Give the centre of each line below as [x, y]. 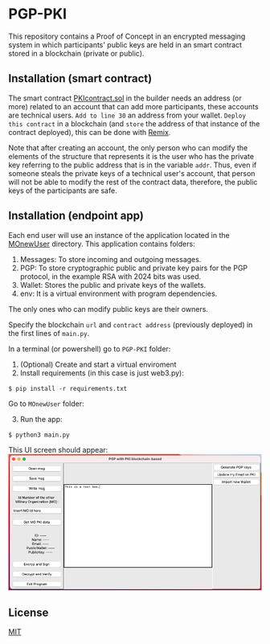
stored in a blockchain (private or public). [76, 53]
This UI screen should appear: [58, 449]
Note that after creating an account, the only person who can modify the [128, 148]
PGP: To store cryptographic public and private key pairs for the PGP [134, 268]
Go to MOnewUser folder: [46, 404]
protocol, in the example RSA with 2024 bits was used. [110, 276]
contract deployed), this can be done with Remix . [90, 132]
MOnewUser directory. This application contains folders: [102, 244]
